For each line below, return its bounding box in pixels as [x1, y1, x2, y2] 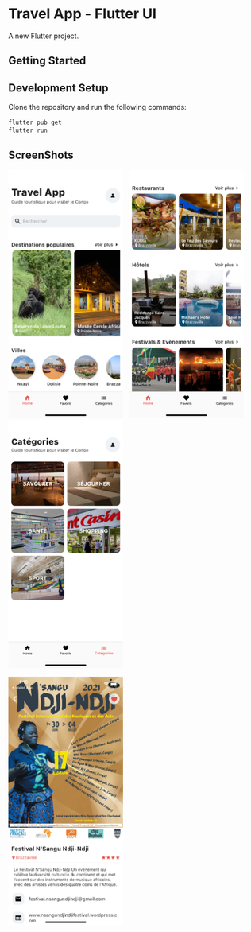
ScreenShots [8, 148, 74, 161]
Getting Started [8, 54, 87, 68]
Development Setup [8, 81, 109, 95]
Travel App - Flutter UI [8, 5, 157, 23]
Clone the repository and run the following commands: [8, 103, 187, 112]
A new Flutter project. [8, 31, 79, 41]
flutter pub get [8, 118, 62, 127]
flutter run [8, 126, 48, 135]
